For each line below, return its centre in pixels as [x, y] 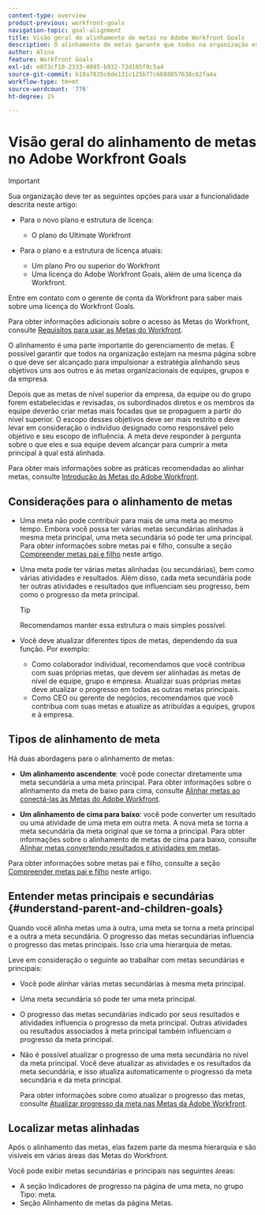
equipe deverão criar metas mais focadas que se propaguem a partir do [125, 411]
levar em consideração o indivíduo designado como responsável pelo [121, 428]
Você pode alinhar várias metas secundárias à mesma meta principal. [132, 984]
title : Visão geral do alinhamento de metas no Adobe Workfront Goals [127, 38]
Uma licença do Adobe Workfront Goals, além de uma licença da [136, 274]
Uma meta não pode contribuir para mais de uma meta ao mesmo [126, 521]
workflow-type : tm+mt [44, 81]
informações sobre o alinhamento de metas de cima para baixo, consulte [138, 839]
